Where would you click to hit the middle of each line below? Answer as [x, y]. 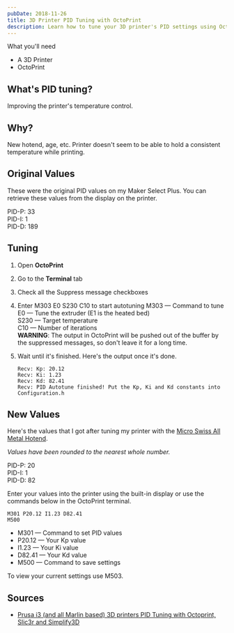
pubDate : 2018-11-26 [37, 14]
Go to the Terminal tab [50, 279]
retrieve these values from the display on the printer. [83, 198]
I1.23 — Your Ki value [48, 548]
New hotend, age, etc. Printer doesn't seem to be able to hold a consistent [114, 144]
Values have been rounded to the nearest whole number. [89, 452]
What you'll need [31, 47]
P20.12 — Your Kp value [52, 540]
